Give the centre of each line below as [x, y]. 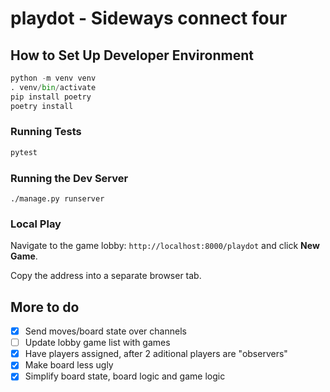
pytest [24, 152]
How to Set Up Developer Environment [132, 55]
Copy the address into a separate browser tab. [106, 276]
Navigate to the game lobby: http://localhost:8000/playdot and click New [165, 246]
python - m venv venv [53, 78]
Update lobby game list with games [97, 343]
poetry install [42, 106]
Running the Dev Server [69, 178]
